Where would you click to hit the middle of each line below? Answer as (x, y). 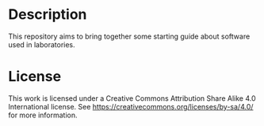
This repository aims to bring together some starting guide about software (129, 36)
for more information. (43, 115)
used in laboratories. (42, 44)
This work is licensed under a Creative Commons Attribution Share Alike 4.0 (132, 98)
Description (48, 15)
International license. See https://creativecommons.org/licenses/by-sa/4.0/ (131, 106)
